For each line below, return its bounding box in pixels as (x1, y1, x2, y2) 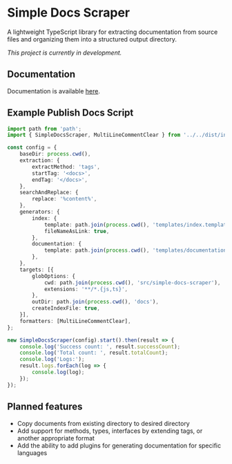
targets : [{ (19, 266, 54, 273)
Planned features (7, 401, 83, 413)
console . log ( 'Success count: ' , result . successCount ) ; (19, 343, 181, 350)
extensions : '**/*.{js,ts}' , (43, 286, 128, 293)
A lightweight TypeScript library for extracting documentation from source (7, 28, 218, 36)
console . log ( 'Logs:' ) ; (19, 356, 85, 363)
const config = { (7, 144, 57, 151)
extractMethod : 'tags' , (32, 163, 100, 170)
